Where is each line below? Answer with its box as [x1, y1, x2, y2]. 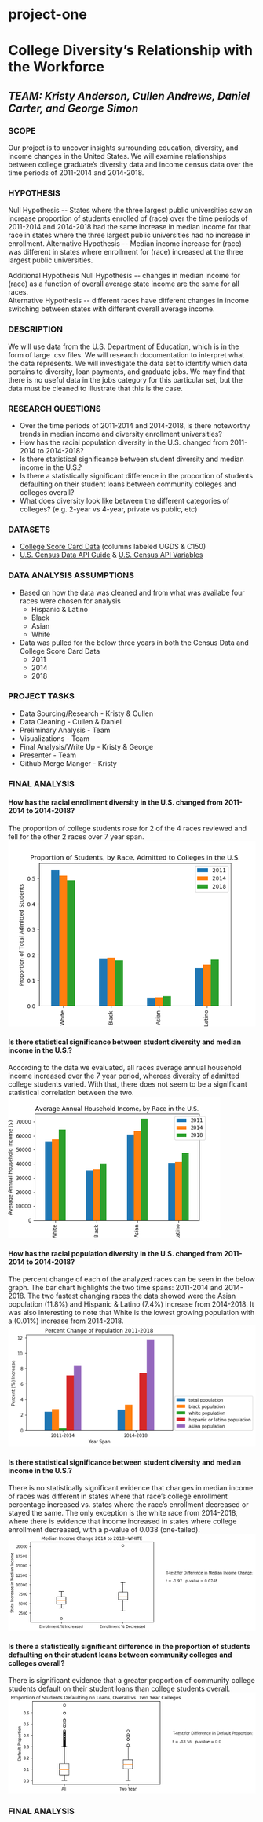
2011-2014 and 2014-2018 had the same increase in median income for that [8, 222, 251, 232]
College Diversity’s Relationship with [8, 42, 254, 60]
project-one [8, 5, 88, 24]
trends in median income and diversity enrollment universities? [19, 429, 222, 438]
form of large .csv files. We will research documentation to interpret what [8, 350, 245, 359]
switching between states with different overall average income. [8, 304, 215, 313]
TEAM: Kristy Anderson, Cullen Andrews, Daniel [8, 89, 250, 103]
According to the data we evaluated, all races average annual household [8, 1063, 242, 1072]
